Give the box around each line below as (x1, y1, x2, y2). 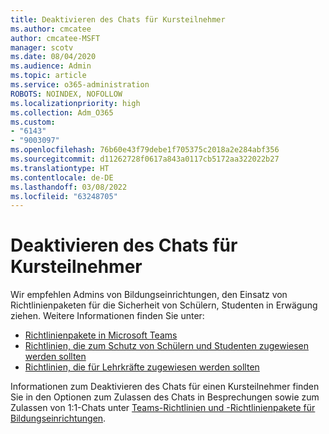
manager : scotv (10, 42, 74, 53)
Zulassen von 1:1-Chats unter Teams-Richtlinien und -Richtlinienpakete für (10, 402, 316, 414)
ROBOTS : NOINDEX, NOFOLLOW (10, 89, 123, 99)
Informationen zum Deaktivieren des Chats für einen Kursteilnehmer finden (10, 381, 320, 393)
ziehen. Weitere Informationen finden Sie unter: (10, 310, 205, 322)
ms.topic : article (10, 71, 87, 81)
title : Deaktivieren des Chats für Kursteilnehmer (10, 14, 226, 25)
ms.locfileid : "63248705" (10, 191, 118, 201)
